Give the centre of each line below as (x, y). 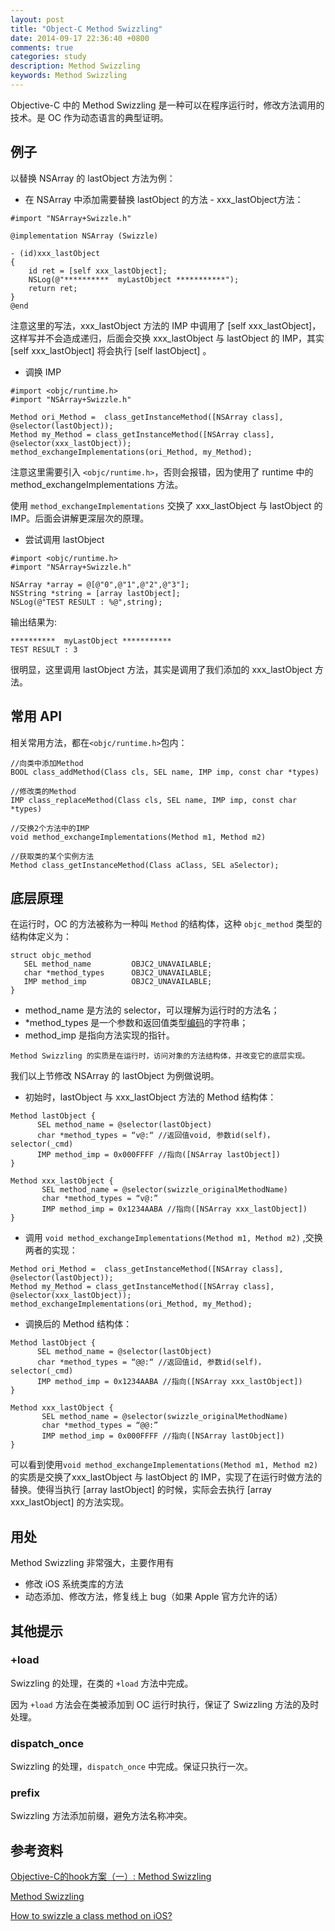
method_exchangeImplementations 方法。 (97, 484)
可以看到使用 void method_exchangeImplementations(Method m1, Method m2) (164, 1465)
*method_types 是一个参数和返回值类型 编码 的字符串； (136, 1023)
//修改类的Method (43, 791)
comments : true (42, 47)
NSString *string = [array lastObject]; (96, 593)
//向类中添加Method (47, 763)
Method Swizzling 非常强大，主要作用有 (92, 1563)
